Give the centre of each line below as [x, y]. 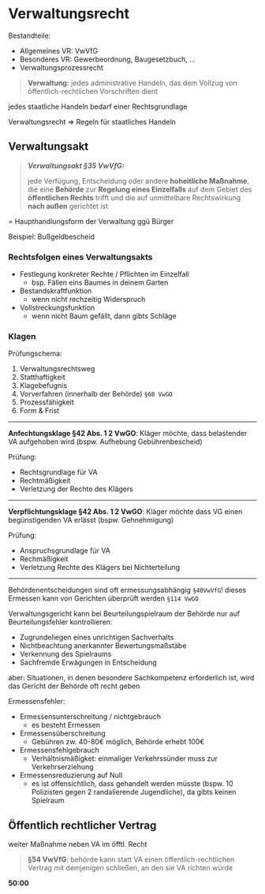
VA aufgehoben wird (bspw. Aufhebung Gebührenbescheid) [105, 441]
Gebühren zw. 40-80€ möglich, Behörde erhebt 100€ [118, 742]
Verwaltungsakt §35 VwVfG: [76, 166]
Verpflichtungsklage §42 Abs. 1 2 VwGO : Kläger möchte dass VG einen [125, 512]
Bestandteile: [30, 35]
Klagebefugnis [43, 386]
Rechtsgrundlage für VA [58, 472]
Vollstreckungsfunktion [57, 307]
